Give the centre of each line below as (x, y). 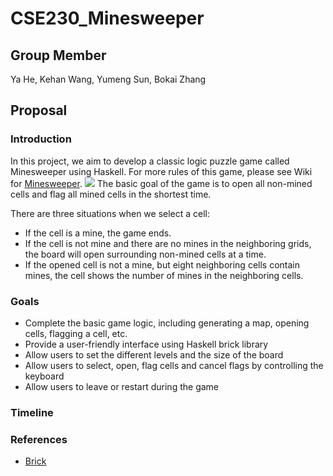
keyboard (44, 376)
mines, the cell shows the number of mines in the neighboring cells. (164, 275)
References (39, 439)
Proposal (39, 110)
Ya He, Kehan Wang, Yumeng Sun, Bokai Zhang (108, 79)
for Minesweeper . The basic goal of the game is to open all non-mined (161, 183)
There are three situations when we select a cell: (110, 213)
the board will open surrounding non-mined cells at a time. (145, 254)
